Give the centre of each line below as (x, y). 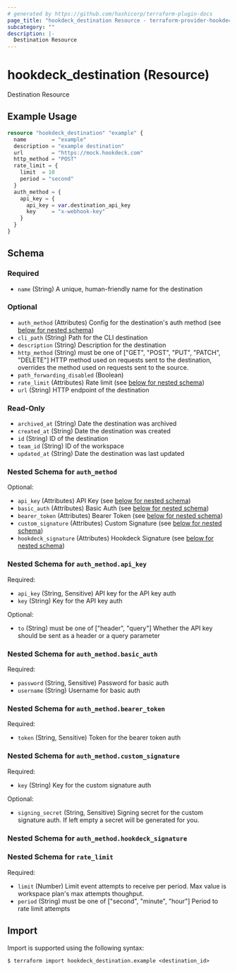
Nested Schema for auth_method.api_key (77, 564)
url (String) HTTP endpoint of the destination (83, 390)
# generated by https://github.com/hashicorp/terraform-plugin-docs (110, 14)
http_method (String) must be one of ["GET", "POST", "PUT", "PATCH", (119, 352)
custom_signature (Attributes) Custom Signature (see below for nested (120, 524)
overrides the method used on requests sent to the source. (103, 367)
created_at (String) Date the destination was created (94, 431)
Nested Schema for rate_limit (61, 857)
